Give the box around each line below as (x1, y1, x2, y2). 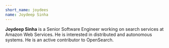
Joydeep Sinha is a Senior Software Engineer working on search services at (5, 26, 164, 32)
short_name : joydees (5, 7, 49, 13)
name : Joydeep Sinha (5, 12, 49, 17)
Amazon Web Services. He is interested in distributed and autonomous (5, 31, 152, 37)
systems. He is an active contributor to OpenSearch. (5, 36, 114, 43)
